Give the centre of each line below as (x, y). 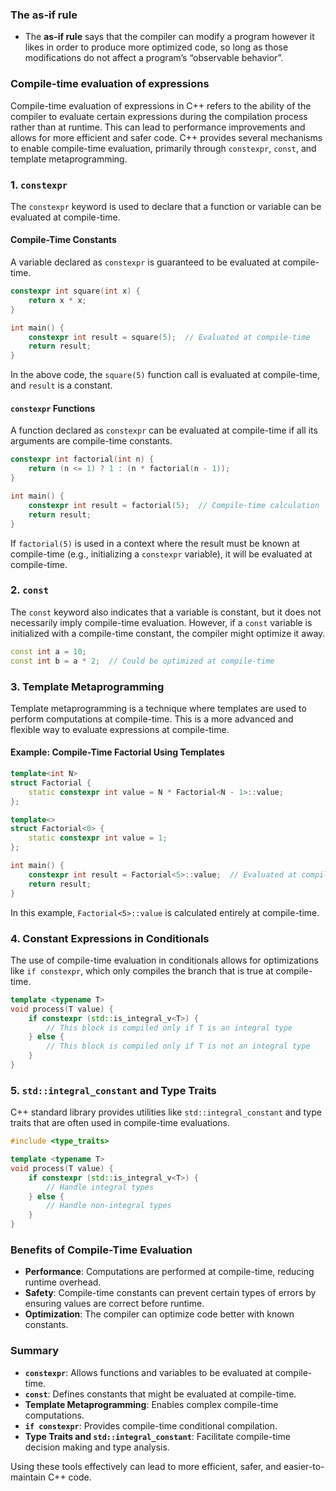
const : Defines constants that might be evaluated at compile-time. (160, 1394)
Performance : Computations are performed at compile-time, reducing (169, 1272)
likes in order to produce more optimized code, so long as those (156, 47)
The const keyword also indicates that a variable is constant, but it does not (166, 612)
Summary (35, 1351)
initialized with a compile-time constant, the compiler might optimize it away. (168, 633)
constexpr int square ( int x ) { (75, 291)
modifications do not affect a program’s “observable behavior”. (154, 58)
